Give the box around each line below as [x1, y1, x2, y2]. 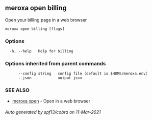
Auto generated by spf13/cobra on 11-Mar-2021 [5, 109, 101, 115]
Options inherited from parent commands [5, 60, 106, 67]
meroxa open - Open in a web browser [12, 98, 91, 104]
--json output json [18, 75, 82, 80]
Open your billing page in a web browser [5, 17, 87, 23]
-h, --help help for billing [9, 49, 74, 54]
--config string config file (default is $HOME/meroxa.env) [18, 71, 148, 76]
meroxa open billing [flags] [5, 26, 65, 31]
